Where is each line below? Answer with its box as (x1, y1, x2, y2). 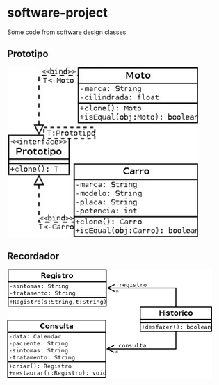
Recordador (7, 250, 60, 262)
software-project (7, 5, 108, 21)
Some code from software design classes (7, 28, 127, 36)
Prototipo (7, 48, 49, 60)
